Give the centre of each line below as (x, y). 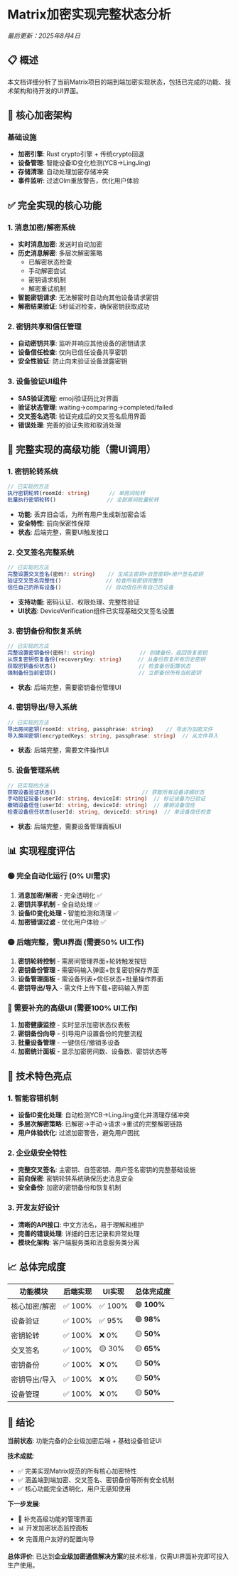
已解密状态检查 (50, 262)
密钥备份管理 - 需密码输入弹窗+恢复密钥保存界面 (88, 970)
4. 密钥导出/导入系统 (42, 707)
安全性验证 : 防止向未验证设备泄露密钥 (72, 361)
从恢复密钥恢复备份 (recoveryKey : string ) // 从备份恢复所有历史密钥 (107, 659)
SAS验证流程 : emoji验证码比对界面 (68, 398)
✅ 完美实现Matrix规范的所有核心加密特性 (77, 1471)
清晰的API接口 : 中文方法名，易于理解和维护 (81, 1225)
